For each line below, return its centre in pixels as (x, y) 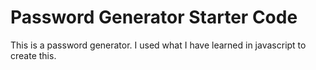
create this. (33, 55)
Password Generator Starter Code (154, 17)
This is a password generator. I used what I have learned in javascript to (158, 45)
